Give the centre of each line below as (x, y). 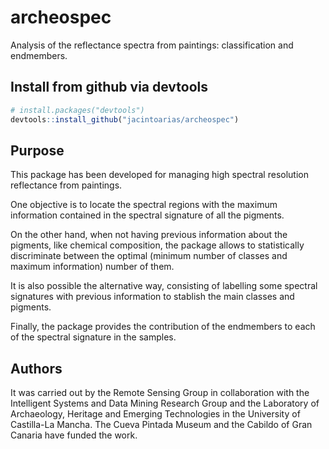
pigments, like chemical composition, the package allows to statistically (157, 245)
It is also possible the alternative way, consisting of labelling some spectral (164, 286)
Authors (36, 368)
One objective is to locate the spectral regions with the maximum (144, 205)
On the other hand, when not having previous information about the (149, 235)
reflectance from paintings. (66, 185)
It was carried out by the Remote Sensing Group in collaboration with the (160, 393)
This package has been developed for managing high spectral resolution (159, 175)
